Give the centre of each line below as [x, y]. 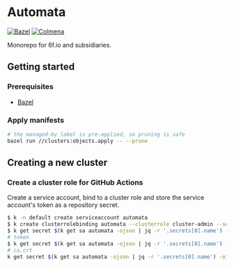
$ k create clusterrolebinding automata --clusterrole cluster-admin [110, 224]
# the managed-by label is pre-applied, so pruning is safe [96, 134]
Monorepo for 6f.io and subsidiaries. [59, 45]
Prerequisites [30, 86]
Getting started [41, 67]
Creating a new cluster [57, 163]
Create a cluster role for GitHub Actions [75, 182]
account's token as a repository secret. [63, 205]
